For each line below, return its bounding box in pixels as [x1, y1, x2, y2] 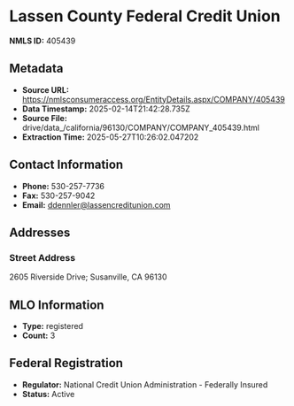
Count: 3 [21, 330, 56, 341]
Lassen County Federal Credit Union [9, 6, 281, 27]
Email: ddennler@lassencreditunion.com [21, 199, 171, 210]
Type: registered [21, 321, 84, 332]
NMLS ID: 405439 [9, 35, 76, 46]
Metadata [9, 61, 64, 76]
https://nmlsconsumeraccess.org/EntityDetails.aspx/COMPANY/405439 [21, 94, 285, 104]
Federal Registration [9, 356, 124, 371]
